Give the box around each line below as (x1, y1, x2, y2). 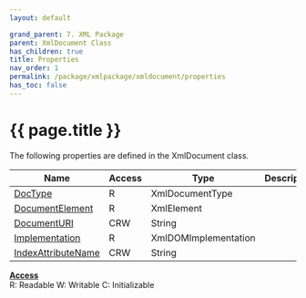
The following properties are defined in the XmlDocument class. (9, 149, 249, 160)
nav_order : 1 (9, 64, 59, 73)
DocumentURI (14, 216, 75, 229)
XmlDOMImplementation (150, 231, 257, 244)
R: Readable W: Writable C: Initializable (9, 279, 155, 290)
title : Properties (9, 56, 79, 65)
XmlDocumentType (150, 187, 233, 200)
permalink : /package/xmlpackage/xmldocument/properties (9, 72, 226, 82)
